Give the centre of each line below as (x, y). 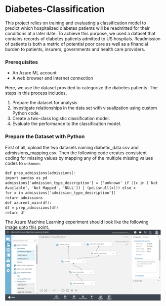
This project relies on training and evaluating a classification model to (76, 23)
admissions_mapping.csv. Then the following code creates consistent (76, 153)
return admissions (24, 198)
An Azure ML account (34, 73)
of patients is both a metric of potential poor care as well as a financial (77, 44)
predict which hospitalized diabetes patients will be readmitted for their (77, 28)
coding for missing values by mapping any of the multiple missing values (79, 158)
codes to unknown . (23, 163)
